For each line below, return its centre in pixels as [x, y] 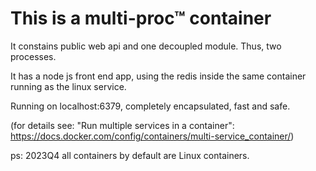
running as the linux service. [68, 86]
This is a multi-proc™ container [141, 18]
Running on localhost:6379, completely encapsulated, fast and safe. [150, 106]
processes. [33, 56]
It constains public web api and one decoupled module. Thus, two [146, 46]
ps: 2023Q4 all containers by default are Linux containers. [130, 155]
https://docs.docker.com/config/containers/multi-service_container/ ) [152, 136]
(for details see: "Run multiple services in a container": [122, 125]
